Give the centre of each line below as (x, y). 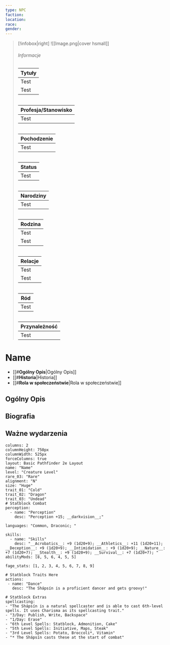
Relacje (30, 261)
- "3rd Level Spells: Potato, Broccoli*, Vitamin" (60, 633)
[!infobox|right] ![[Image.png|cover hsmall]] (63, 43)
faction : (15, 15)
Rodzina (30, 224)
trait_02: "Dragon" (26, 494)
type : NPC (16, 10)
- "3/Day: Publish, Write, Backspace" (46, 615)
